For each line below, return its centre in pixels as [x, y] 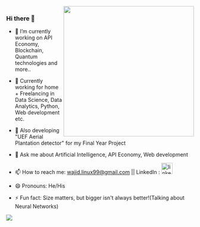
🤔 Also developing [37, 130]
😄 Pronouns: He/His [40, 186]
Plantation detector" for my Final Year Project [70, 143]
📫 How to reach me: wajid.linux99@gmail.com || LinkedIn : [87, 172]
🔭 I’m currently [33, 32]
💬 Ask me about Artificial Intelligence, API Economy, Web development [101, 155]
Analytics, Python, [37, 106]
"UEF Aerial [29, 137]
